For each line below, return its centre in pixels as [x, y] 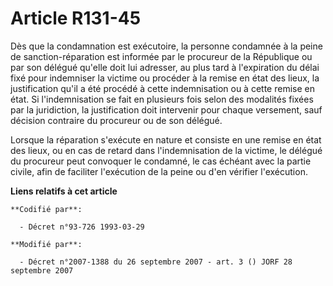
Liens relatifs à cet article [64, 191]
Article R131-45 [76, 18]
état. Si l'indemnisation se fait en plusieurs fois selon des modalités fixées [162, 99]
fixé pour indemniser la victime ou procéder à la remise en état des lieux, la [165, 78]
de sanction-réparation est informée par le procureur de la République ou [161, 56]
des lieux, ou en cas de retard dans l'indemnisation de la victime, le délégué [166, 150]
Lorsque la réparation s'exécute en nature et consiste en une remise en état [166, 139]
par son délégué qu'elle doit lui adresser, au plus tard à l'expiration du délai [165, 67]
